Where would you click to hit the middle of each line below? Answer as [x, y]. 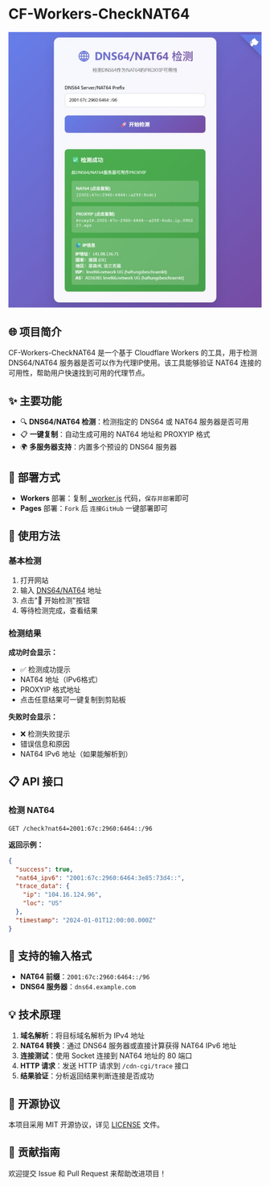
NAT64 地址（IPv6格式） [61, 680]
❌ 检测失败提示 [45, 734]
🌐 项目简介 [35, 332]
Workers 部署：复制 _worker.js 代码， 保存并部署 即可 [104, 498]
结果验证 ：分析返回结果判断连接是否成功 [87, 1076]
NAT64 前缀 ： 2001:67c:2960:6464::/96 [85, 977]
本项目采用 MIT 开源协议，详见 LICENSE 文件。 [86, 1125]
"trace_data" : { [43, 886]
